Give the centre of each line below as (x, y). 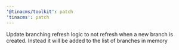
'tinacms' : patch (28, 17)
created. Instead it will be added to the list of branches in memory (87, 40)
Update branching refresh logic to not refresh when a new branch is (89, 34)
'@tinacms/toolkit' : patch (40, 12)
